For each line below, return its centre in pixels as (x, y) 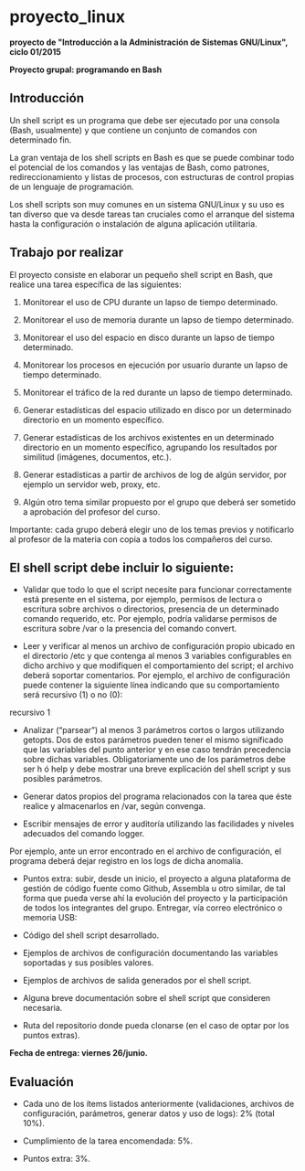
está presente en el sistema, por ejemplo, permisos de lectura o (142, 600)
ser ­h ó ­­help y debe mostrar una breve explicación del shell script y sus (157, 769)
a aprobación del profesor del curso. (91, 511)
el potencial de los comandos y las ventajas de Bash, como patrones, (140, 167)
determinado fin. (41, 140)
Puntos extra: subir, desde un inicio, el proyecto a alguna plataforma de (157, 878)
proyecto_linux (68, 17)
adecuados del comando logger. (84, 834)
